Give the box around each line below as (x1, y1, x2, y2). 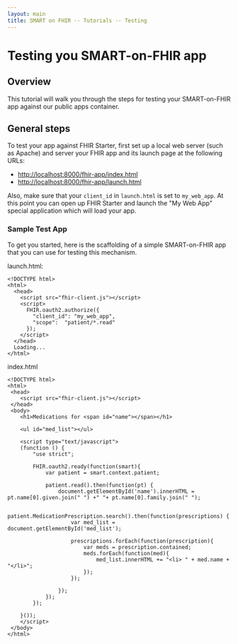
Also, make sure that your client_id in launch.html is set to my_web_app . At (7, 191, 224, 200)
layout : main (7, 10, 46, 18)
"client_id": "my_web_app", (33, 313, 115, 320)
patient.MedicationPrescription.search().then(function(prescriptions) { (7, 512, 230, 520)
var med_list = (70, 518, 115, 526)
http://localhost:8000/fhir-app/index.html (17, 170, 138, 179)
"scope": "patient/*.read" (33, 318, 115, 326)
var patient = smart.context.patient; (45, 469, 160, 476)
